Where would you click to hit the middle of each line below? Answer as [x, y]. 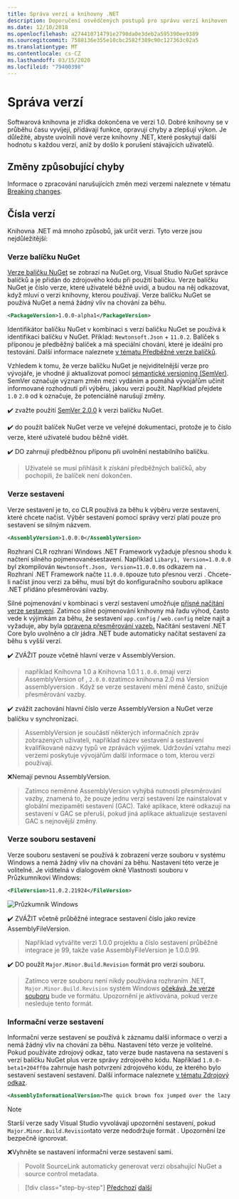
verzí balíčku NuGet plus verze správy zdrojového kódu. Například [104, 1060]
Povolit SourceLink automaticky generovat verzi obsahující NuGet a [123, 1166]
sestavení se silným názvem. [49, 524]
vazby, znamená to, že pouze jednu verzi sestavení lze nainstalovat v [126, 798]
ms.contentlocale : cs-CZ [44, 54]
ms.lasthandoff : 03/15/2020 [49, 60]
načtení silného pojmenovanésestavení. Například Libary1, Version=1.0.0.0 [119, 559]
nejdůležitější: [27, 238]
